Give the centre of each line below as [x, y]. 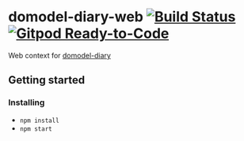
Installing [27, 102]
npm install [39, 121]
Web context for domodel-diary [59, 55]
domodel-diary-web [76, 17]
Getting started [47, 80]
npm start [36, 129]
